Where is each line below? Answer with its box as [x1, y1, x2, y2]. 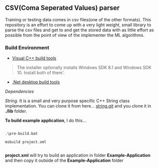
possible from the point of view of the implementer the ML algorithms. [5, 32, 144, 38]
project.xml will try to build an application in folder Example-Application [5, 153, 151, 158]
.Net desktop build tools [12, 79, 60, 85]
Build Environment [5, 44, 49, 51]
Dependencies [5, 89, 34, 94]
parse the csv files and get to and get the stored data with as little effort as [5, 27, 154, 33]
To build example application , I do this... [5, 118, 86, 123]
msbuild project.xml [5, 140, 47, 145]
